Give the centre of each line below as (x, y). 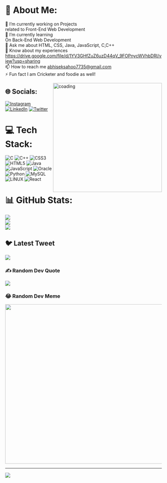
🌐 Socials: (21, 92)
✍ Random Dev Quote (33, 271)
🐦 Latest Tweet (30, 243)
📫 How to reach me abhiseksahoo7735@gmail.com (58, 66)
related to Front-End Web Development (45, 29)
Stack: (19, 144)
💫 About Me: (31, 10)
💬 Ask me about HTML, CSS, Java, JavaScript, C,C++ (60, 45)
